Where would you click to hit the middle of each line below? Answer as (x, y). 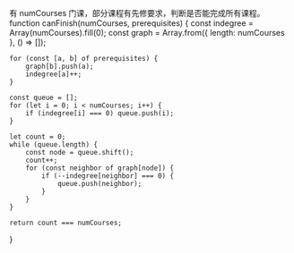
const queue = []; (43, 97)
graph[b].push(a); (60, 66)
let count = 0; (38, 137)
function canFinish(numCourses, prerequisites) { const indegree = (131, 23)
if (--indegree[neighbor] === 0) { (108, 176)
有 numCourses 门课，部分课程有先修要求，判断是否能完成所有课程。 (137, 13)
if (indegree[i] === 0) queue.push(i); (100, 114)
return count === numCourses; (66, 223)
